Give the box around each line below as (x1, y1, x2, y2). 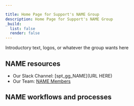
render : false (10, 31, 40, 36)
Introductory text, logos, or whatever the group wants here (5, 45, 129, 51)
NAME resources (5, 59, 60, 68)
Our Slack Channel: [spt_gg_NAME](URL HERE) (12, 73, 113, 79)
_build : (5, 21, 22, 26)
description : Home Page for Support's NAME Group (5, 16, 114, 22)
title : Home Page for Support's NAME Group (5, 12, 100, 17)
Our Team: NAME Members (12, 78, 71, 84)
